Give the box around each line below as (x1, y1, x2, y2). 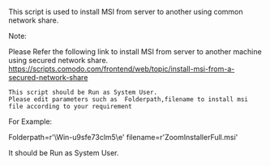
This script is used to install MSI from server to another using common (8, 7, 243, 16)
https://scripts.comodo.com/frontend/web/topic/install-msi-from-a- (8, 64, 235, 74)
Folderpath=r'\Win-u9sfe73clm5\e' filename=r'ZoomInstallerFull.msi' (8, 133, 238, 142)
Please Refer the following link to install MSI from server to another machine (8, 47, 262, 56)
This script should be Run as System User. (8, 88, 158, 96)
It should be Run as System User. (8, 148, 119, 157)
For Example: (8, 117, 53, 126)
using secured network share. (8, 56, 109, 65)
